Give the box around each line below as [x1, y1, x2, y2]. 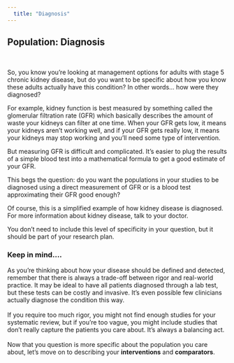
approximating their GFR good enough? [7, 190, 121, 199]
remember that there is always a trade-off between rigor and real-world [7, 273, 214, 282]
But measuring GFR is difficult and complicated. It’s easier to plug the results [7, 148, 227, 156]
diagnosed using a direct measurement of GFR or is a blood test [7, 183, 191, 192]
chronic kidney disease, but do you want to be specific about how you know [7, 76, 227, 84]
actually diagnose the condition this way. [7, 295, 124, 304]
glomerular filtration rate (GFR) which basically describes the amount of [7, 111, 214, 120]
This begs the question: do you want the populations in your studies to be [7, 176, 219, 184]
